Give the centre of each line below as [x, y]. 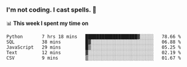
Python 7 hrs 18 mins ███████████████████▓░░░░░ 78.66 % [94, 37]
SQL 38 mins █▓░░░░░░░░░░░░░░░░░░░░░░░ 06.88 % [94, 42]
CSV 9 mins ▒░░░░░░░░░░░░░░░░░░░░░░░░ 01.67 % [94, 58]
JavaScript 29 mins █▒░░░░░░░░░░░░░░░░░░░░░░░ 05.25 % [94, 48]
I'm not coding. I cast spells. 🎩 [51, 10]
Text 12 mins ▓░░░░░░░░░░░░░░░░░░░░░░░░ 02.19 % [94, 53]
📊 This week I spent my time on [48, 23]
